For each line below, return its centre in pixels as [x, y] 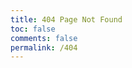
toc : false [33, 29]
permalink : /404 [44, 47]
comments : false [44, 38]
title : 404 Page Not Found [66, 19]
